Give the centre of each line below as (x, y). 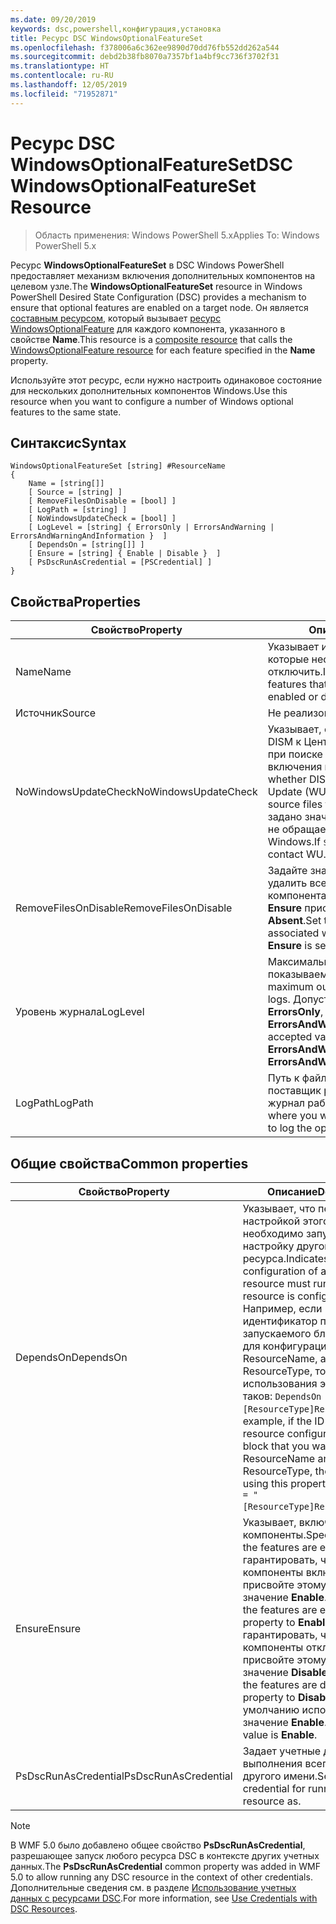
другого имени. (280, 1776)
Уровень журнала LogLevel (80, 1012)
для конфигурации (287, 1346)
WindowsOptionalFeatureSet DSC (152, 164)
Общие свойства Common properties (129, 1163)
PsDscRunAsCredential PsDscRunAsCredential (124, 1776)
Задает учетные (282, 1751)
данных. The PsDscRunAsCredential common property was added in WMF (165, 1866)
